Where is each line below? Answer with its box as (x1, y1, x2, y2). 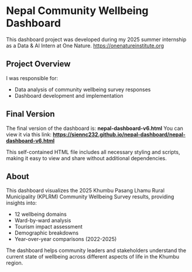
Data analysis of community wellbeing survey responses (14, 86, 151, 93)
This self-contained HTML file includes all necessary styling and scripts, (6, 148, 180, 156)
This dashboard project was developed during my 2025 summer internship (6, 36, 187, 43)
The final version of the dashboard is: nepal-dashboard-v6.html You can (6, 125, 183, 132)
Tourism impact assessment (14, 223, 83, 230)
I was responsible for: (6, 74, 59, 81)
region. (6, 259, 23, 267)
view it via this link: (6, 130, 52, 138)
